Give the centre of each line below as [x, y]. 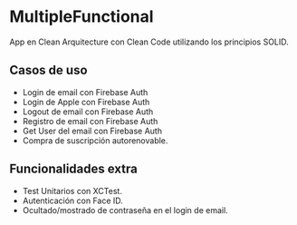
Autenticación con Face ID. [73, 201]
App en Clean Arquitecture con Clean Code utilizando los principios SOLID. [149, 42]
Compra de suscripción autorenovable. [95, 140]
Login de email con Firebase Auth [85, 92]
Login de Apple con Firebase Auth [86, 102]
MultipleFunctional [81, 17]
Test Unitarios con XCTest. [72, 191]
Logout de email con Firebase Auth [88, 112]
